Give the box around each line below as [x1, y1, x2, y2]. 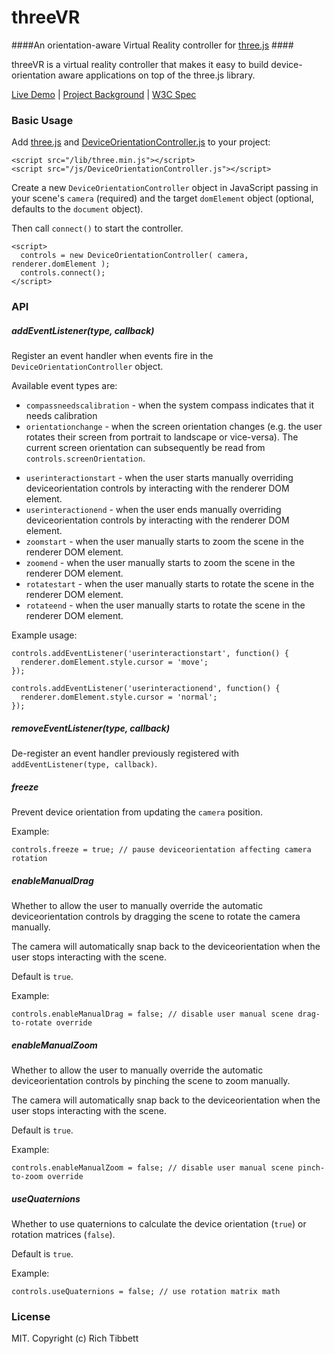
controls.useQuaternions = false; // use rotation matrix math [11, 1286, 281, 1296]
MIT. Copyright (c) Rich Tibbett [11, 1332, 139, 1345]
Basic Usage [11, 113, 74, 127]
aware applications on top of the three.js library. [57, 69, 256, 81]
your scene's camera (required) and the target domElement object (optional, [11, 192, 314, 205]
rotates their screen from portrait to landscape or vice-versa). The [25, 431, 299, 443]
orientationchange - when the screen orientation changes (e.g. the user [25, 421, 323, 433]
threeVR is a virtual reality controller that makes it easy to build [11, 58, 269, 70]
